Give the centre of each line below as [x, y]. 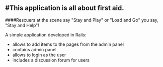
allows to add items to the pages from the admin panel [68, 44]
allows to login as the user [39, 55]
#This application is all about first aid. [65, 8]
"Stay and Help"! [22, 25]
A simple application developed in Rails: [46, 34]
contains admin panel [34, 49]
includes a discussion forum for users [51, 60]
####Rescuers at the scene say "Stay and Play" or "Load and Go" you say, [82, 20]
